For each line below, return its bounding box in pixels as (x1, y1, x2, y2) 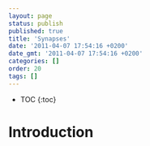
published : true (8, 27, 63, 35)
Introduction (8, 122, 94, 141)
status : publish (8, 19, 63, 28)
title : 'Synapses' (8, 34, 71, 43)
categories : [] (8, 58, 60, 66)
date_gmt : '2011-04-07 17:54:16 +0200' (8, 49, 144, 58)
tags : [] (8, 72, 38, 80)
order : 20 (8, 65, 42, 73)
